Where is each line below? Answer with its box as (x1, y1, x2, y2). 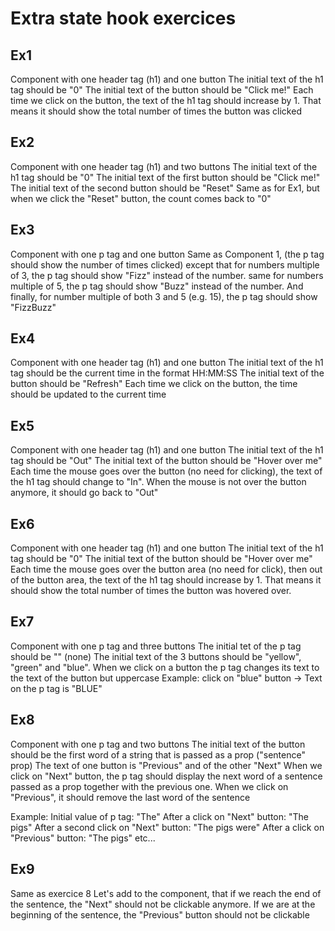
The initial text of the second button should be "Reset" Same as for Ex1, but (10, 182, 320, 194)
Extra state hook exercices (10, 7, 237, 30)
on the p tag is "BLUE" (10, 682, 103, 694)
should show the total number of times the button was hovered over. (10, 585, 292, 597)
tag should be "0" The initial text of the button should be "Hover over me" (10, 553, 313, 565)
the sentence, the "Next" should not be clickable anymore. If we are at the (10, 898, 316, 910)
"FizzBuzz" (10, 301, 57, 313)
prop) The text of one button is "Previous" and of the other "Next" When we (10, 759, 323, 771)
